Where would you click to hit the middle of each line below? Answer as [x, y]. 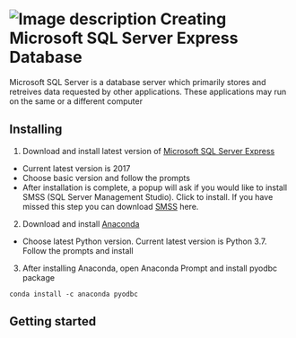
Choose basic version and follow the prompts [106, 178]
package [39, 277]
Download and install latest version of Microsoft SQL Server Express [148, 151]
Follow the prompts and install [78, 250]
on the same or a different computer [76, 101]
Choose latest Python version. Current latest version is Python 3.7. [144, 241]
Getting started [53, 321]
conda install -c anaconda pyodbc [74, 294]
